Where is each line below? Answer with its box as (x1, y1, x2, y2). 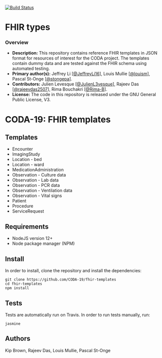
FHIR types (5, 22, 50, 33)
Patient (12, 198, 27, 204)
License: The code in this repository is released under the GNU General (12, 92, 157, 98)
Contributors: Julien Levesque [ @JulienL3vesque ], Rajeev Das (12, 81, 139, 87)
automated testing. (12, 66, 50, 72)
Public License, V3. (12, 97, 51, 102)
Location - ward (12, 161, 44, 168)
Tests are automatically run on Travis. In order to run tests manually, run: (5, 312, 150, 318)
